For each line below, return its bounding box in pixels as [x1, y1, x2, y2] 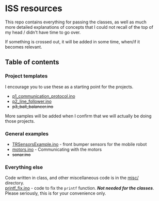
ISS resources [5, 3, 63, 14]
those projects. [5, 118, 35, 124]
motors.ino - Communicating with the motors [12, 146, 102, 152]
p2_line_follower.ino [12, 98, 52, 104]
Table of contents [5, 58, 59, 66]
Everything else [5, 164, 43, 170]
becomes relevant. [5, 44, 42, 50]
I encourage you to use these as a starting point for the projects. [5, 84, 133, 90]
